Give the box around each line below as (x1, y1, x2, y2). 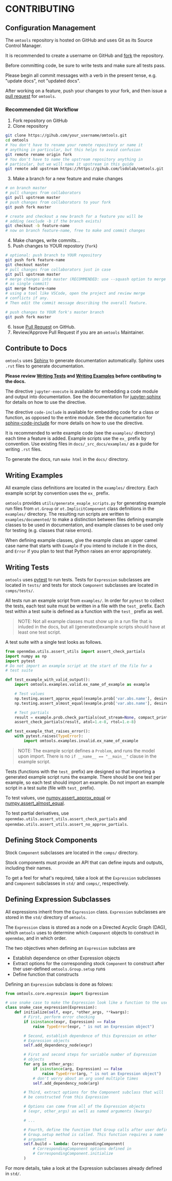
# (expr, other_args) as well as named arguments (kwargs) (24, 1109, 153, 1114)
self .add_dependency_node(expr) (24, 1043, 93, 1048)
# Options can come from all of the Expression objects (24, 1104, 145, 1109)
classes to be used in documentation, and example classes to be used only (5, 522, 164, 528)
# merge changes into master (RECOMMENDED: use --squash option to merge (5, 276, 166, 282)
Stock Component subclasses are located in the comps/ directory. (5, 849, 139, 856)
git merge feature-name (5, 286, 56, 291)
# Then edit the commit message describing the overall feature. (5, 300, 147, 306)
